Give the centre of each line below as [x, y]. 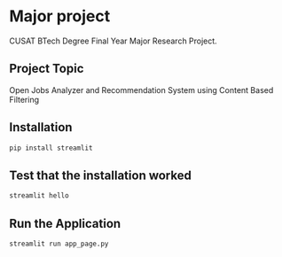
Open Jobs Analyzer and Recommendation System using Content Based [141, 90]
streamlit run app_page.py [59, 244]
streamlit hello [39, 196]
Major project [60, 16]
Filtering [24, 99]
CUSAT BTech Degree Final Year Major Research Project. [113, 41]
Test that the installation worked [101, 175]
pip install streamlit [51, 148]
